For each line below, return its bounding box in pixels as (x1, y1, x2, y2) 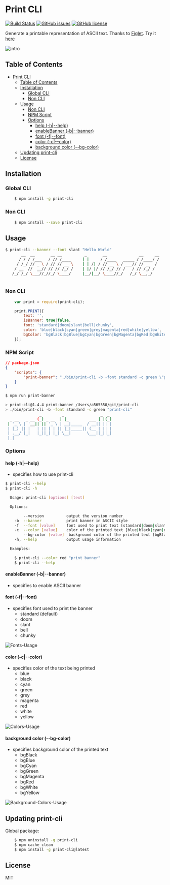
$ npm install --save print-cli (14, 220, 82, 225)
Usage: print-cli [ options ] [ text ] (10, 495, 85, 500)
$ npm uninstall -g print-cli (14, 838, 78, 843)
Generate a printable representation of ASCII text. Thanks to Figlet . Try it (5, 30, 156, 36)
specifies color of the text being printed (12, 665, 95, 672)
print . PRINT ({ (14, 309, 44, 314)
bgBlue (20, 757, 35, 764)
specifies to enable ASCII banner (12, 582, 81, 588)
